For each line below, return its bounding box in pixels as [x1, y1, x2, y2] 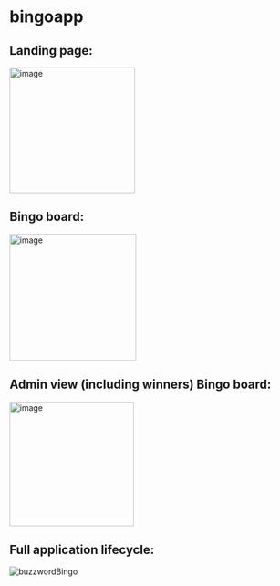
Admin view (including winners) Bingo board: [9, 377, 272, 392]
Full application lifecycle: [9, 542, 155, 558]
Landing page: [9, 43, 93, 58]
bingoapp [9, 6, 84, 27]
